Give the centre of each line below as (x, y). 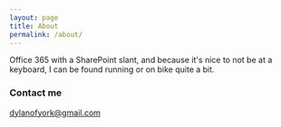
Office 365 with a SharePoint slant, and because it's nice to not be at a (141, 60)
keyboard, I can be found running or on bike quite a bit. (112, 69)
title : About (34, 26)
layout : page (34, 18)
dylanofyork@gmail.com (55, 113)
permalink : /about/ (46, 34)
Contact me (36, 93)
